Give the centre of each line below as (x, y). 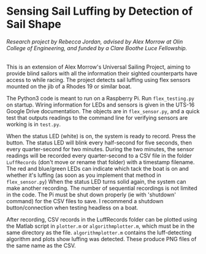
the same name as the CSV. (41, 245)
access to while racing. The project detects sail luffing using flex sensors (98, 80)
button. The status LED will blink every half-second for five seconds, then (99, 143)
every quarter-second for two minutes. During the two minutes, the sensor (100, 149)
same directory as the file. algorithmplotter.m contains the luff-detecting (99, 233)
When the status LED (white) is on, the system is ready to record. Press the (101, 136)
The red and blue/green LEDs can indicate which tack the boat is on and (97, 169)
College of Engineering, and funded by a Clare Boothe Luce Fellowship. (97, 48)
